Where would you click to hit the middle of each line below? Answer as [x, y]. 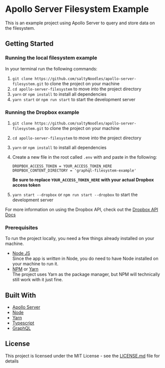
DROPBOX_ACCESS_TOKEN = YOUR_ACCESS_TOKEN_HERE [62, 166]
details [12, 361]
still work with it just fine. [38, 280]
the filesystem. [20, 28]
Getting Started [29, 44]
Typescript [23, 323]
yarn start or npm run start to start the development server [74, 99]
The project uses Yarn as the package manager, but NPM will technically [86, 274]
